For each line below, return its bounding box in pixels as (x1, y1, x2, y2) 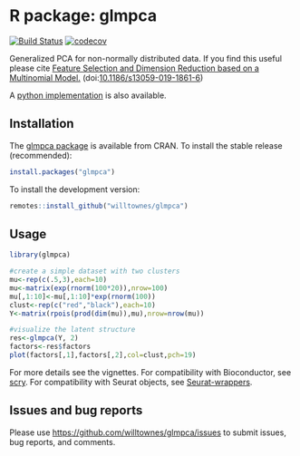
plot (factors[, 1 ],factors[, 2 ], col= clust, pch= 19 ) (9, 351, 197, 360)
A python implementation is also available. (9, 90, 167, 101)
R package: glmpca (9, 5, 158, 26)
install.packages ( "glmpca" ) (9, 167, 116, 177)
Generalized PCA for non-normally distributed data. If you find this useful (9, 53, 283, 63)
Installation (9, 116, 74, 131)
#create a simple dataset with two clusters (9, 267, 180, 277)
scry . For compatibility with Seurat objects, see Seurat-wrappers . (9, 376, 253, 387)
